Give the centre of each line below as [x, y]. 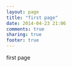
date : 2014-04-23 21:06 [36, 23]
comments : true [25, 29]
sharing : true [24, 35]
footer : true [23, 40]
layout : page [23, 12]
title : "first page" [32, 18]
